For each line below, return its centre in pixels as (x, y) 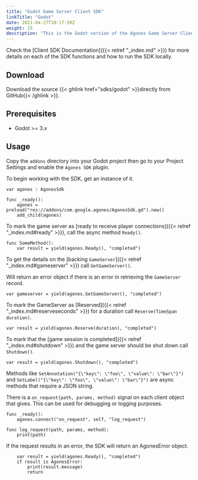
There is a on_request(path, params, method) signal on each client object (95, 397)
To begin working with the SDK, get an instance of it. (70, 178)
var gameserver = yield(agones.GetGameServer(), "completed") (84, 294)
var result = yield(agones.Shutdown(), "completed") (72, 362)
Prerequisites (31, 114)
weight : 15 (19, 28)
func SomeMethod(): (30, 243)
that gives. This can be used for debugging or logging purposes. (84, 403)
